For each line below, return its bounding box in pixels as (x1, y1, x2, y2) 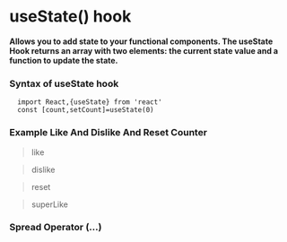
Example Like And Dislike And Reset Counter (9, 126, 208, 139)
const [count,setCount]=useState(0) (17, 106, 154, 115)
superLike (30, 199, 69, 210)
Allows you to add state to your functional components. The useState (9, 36, 274, 47)
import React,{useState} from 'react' (17, 98, 163, 107)
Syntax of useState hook (9, 77, 119, 90)
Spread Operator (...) (9, 221, 102, 234)
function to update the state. (9, 55, 118, 65)
